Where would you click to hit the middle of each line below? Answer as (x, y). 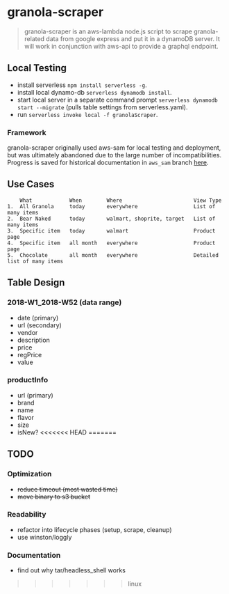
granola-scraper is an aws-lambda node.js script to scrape (108, 31)
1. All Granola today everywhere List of (111, 206)
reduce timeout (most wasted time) (67, 489)
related (34, 38)
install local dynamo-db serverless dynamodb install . (94, 92)
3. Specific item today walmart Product (111, 230)
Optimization (29, 474)
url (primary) (35, 395)
